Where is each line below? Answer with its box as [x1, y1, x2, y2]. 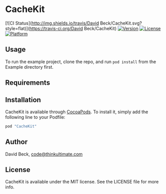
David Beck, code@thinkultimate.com [5, 151, 83, 157]
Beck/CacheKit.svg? [100, 20, 142, 26]
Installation [5, 95, 41, 104]
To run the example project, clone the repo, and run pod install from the [5, 59, 156, 65]
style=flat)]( [5, 25, 30, 31]
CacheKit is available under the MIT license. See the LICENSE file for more [5, 179, 159, 185]
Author [5, 138, 28, 146]
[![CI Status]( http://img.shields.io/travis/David [5, 20, 99, 26]
